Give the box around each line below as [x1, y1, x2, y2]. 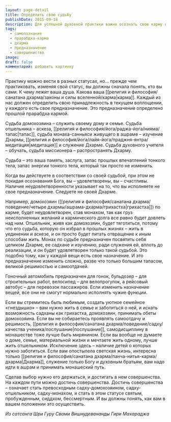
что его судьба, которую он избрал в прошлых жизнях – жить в [5, 226, 144, 232]
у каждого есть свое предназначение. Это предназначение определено [5, 105, 163, 111]
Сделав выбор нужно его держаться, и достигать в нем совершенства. [5, 374, 161, 380]
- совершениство [10, 50, 44, 55]
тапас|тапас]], [5, 131, 36, 137]
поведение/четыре [5, 204, 47, 210]
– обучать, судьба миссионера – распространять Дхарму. [5, 147, 132, 154]
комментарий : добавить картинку [5, 64, 74, 69]
